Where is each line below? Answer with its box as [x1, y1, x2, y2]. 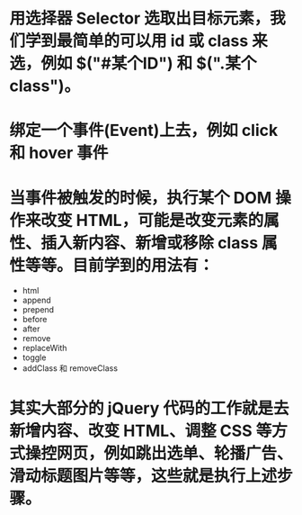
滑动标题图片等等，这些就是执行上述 [9, 465, 278, 486]
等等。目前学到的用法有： [25, 255, 215, 276]
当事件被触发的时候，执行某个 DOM [9, 187, 272, 208]
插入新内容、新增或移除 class [40, 232, 259, 253]
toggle [22, 352, 47, 363]
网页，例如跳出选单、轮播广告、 [57, 443, 294, 464]
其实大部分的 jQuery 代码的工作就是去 [9, 398, 289, 419]
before [22, 314, 48, 325]
